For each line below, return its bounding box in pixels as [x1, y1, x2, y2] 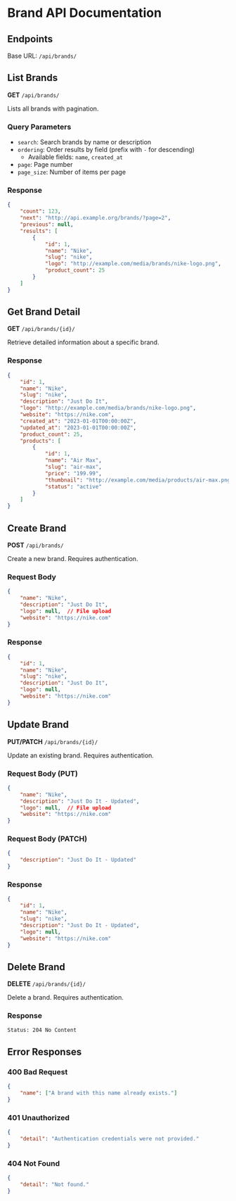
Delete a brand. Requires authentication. [7, 993, 124, 1002]
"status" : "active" [44, 483, 102, 490]
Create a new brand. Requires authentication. [7, 554, 138, 562]
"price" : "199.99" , [44, 470, 102, 477]
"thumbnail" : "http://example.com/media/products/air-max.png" [44, 477, 234, 484]
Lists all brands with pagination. [7, 104, 99, 113]
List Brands [7, 72, 58, 84]
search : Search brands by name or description [17, 138, 152, 146]
